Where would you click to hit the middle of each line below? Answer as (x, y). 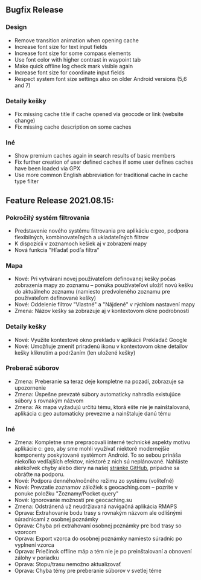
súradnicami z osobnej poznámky (56, 520)
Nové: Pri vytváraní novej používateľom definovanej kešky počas (95, 279)
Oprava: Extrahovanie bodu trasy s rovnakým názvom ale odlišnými (98, 513)
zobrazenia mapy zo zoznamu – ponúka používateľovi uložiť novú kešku (104, 285)
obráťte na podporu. (39, 474)
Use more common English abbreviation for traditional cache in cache (101, 175)
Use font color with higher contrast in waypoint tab (78, 59)
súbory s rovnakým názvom (49, 401)
